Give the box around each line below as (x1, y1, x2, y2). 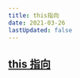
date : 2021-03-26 (8, 19, 66, 27)
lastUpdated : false (8, 26, 73, 34)
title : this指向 (8, 11, 59, 20)
